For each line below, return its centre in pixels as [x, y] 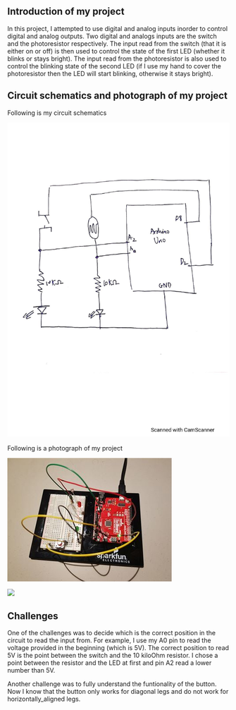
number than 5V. [31, 671]
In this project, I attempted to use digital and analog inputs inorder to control [117, 28]
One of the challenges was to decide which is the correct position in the [112, 633]
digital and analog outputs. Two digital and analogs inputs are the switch [112, 36]
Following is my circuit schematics [57, 113]
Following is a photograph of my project [65, 448]
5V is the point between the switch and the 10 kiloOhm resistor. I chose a [113, 656]
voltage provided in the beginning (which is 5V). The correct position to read [118, 648]
